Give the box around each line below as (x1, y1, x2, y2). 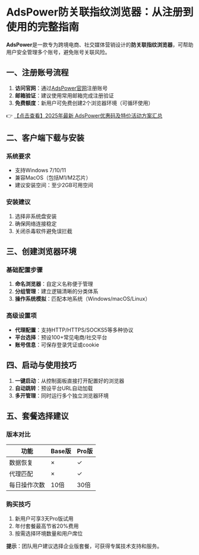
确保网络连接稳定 (14, 220, 57, 227)
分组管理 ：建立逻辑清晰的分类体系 (14, 288, 99, 295)
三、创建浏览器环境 (6, 247, 77, 257)
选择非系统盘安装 (14, 212, 57, 220)
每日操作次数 (9, 481, 46, 489)
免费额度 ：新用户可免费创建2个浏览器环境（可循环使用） (14, 99, 154, 106)
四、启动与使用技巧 (6, 360, 77, 370)
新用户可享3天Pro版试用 (14, 515, 74, 522)
